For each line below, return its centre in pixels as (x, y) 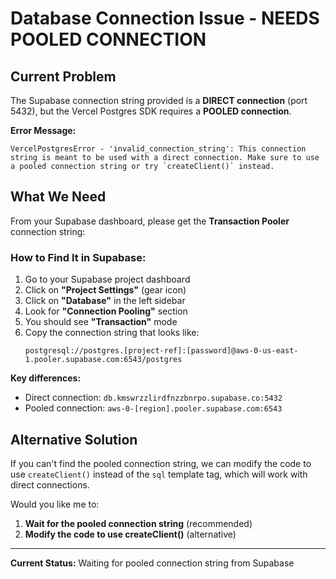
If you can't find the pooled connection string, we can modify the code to (161, 463)
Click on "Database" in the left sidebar (105, 301)
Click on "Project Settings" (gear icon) (105, 290)
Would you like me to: (55, 504)
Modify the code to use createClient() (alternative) (130, 534)
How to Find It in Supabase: (78, 257)
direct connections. (50, 484)
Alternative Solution (74, 439)
